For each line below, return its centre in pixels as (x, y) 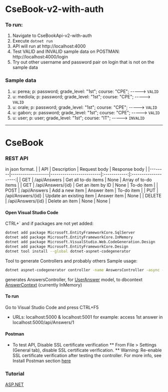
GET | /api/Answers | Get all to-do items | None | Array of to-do (87, 180)
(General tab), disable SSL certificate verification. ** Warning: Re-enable (87, 350)
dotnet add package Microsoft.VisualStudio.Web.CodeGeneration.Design (80, 242)
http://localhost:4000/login (40, 57)
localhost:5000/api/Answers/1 (43, 322)
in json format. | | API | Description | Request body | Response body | (76, 169)
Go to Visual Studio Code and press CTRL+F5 (52, 307)
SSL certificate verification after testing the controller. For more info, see (87, 356)
